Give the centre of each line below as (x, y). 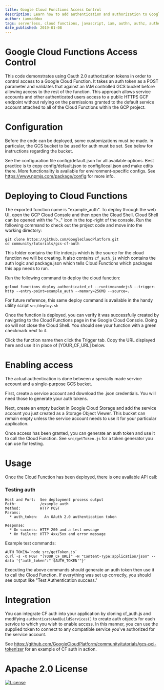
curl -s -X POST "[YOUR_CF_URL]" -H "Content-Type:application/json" (77, 557)
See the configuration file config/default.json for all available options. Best (80, 160)
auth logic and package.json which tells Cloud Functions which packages (79, 263)
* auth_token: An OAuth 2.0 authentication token (63, 517)
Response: (15, 526)
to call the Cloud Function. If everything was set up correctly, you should (78, 575)
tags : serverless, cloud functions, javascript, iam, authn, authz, (76, 23)
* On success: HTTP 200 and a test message (54, 530)
